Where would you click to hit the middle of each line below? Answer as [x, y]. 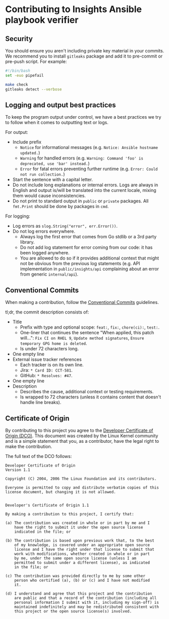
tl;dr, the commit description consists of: [47, 312]
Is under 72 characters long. [49, 349]
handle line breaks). [41, 402]
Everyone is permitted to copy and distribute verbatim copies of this [82, 487]
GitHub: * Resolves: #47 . [46, 376]
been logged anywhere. [45, 253]
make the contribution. [29, 446]
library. [27, 242]
